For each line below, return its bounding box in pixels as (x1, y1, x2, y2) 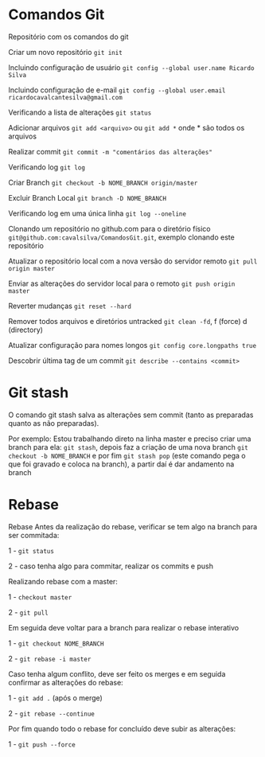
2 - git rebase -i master (8, 654, 92, 663)
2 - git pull (8, 607, 49, 617)
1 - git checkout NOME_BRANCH (8, 638, 104, 648)
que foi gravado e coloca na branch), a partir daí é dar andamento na (8, 459, 235, 469)
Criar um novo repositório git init (8, 47, 123, 57)
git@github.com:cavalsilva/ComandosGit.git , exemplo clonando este (8, 232, 235, 242)
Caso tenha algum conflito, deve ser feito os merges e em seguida (8, 669, 226, 678)
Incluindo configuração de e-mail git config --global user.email (8, 85, 226, 95)
